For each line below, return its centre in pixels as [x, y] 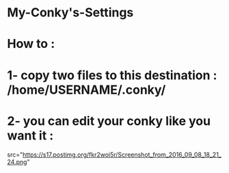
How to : [31, 44]
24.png [17, 161]
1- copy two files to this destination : [112, 75]
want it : [30, 135]
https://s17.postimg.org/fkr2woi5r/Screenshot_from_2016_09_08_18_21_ [122, 155]
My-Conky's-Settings [70, 13]
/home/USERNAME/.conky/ [86, 90]
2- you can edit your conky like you [109, 121]
